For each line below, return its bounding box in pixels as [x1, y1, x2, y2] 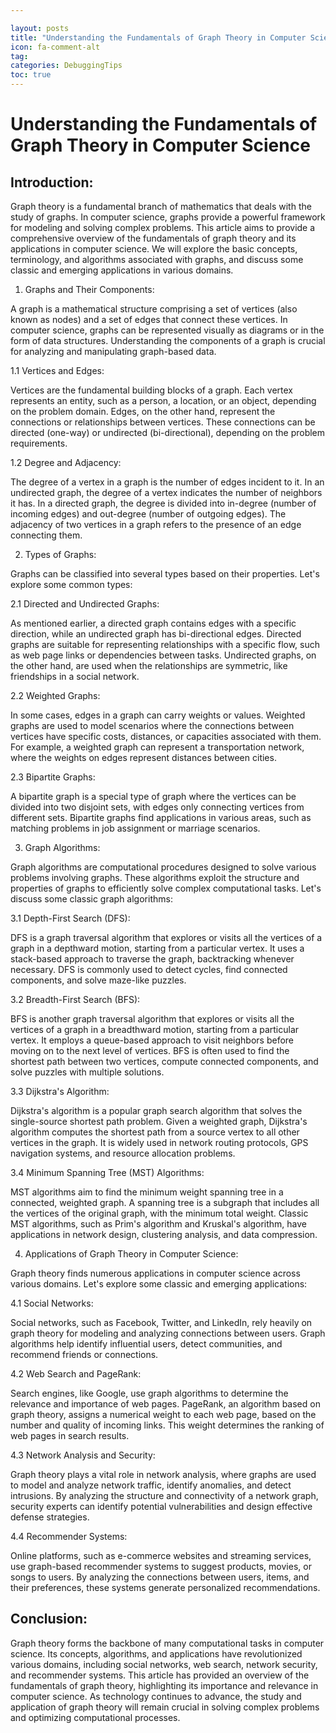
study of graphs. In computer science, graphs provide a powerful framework [10, 211, 326, 223]
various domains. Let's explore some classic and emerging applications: [10, 1278, 308, 1290]
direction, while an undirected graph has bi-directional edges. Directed [10, 628, 302, 640]
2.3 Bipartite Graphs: [10, 771, 96, 783]
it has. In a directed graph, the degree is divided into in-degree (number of [10, 497, 317, 509]
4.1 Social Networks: [10, 1297, 94, 1309]
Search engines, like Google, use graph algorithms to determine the [10, 1387, 289, 1399]
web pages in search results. [10, 1430, 130, 1441]
